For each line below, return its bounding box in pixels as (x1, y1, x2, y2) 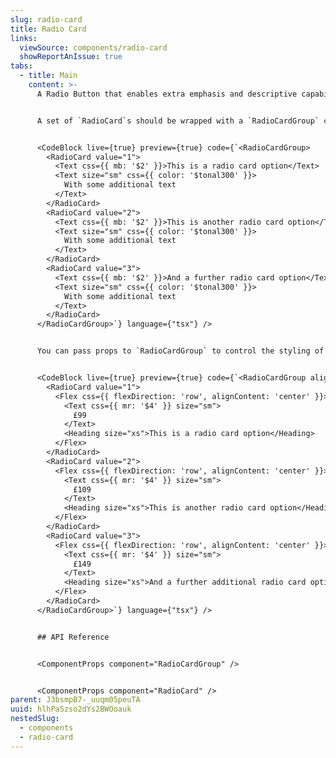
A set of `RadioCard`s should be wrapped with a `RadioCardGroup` (36, 116, 320, 126)
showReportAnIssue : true (19, 52, 123, 62)
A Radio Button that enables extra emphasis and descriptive (36, 89, 298, 99)
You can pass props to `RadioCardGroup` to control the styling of (36, 346, 325, 356)
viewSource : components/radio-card (19, 42, 168, 53)
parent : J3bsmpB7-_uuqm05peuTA (10, 695, 141, 705)
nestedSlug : (10, 714, 60, 724)
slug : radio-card (10, 14, 83, 25)
